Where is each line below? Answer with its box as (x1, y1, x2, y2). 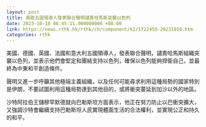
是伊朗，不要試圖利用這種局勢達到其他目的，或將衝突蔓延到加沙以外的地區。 (6, 85, 200, 93)
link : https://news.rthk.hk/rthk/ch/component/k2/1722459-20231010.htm (6, 26, 193, 33)
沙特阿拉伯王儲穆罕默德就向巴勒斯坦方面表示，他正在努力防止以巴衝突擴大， (6, 99, 200, 106)
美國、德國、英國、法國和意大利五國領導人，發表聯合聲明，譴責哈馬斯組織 (6, 50, 194, 57)
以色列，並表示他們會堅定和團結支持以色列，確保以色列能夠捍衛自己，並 (11, 57, 194, 64)
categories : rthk (6, 32, 51, 38)
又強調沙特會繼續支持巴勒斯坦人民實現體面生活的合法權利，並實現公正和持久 (6, 106, 200, 114)
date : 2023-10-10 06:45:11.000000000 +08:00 (6, 20, 122, 26)
